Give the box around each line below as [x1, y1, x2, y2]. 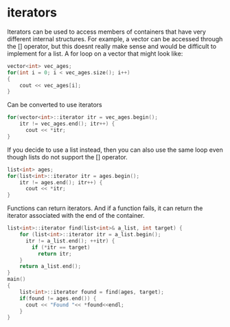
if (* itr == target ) [32, 244, 91, 251]
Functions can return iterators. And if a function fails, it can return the [7, 204, 203, 212]
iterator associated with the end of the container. [7, 212, 146, 220]
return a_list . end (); [19, 263, 81, 270]
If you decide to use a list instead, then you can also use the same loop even [7, 146, 223, 154]
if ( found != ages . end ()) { [19, 295, 97, 302]
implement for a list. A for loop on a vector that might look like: [7, 49, 183, 58]
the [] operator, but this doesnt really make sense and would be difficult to [7, 42, 217, 50]
